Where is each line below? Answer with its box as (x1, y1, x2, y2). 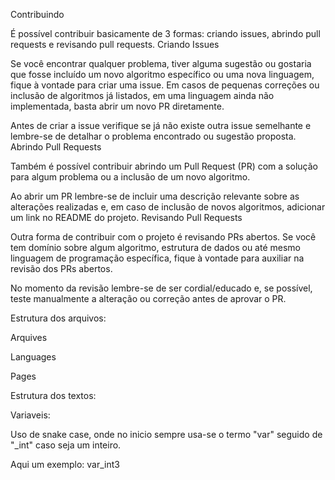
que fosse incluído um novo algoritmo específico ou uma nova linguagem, (10, 69, 315, 80)
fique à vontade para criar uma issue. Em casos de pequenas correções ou (10, 79, 320, 91)
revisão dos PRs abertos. (10, 263, 113, 274)
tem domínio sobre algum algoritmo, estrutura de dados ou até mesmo (10, 242, 301, 253)
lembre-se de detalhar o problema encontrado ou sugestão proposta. (10, 130, 297, 142)
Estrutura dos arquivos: (10, 312, 107, 324)
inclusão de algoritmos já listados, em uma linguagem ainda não (10, 90, 275, 101)
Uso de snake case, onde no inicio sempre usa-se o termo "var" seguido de (10, 429, 323, 440)
